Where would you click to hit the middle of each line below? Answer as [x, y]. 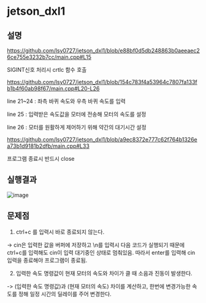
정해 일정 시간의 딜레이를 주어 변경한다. [65, 294]
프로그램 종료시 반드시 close [41, 159]
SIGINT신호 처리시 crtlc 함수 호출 [47, 70]
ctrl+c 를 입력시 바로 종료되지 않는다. [60, 232]
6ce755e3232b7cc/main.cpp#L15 [49, 57]
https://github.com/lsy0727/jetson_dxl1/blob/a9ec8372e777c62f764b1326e [102, 140]
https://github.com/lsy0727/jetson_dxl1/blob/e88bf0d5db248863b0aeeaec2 [103, 51]
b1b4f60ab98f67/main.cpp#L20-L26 [53, 88]
